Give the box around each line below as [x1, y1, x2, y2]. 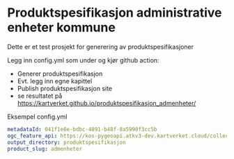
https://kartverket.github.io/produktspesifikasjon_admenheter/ [17, 99, 196, 107]
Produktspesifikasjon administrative [7, 5, 222, 21]
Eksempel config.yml [7, 112, 68, 121]
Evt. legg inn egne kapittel [17, 76, 93, 85]
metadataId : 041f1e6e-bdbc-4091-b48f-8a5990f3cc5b [7, 126, 157, 133]
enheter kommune [7, 19, 116, 35]
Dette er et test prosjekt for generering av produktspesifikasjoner [7, 42, 194, 51]
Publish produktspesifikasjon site [17, 84, 113, 92]
